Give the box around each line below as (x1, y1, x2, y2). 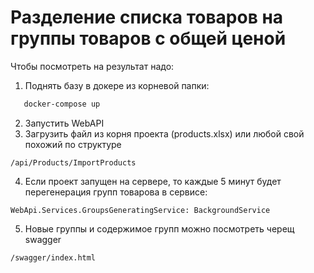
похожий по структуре (24, 138, 122, 150)
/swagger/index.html (10, 252, 97, 263)
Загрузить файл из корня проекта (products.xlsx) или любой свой (24, 127, 305, 140)
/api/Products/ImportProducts (10, 157, 137, 168)
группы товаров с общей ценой (10, 27, 287, 50)
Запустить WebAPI (24, 117, 105, 129)
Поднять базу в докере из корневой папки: (24, 79, 210, 91)
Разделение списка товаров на (10, 6, 284, 29)
